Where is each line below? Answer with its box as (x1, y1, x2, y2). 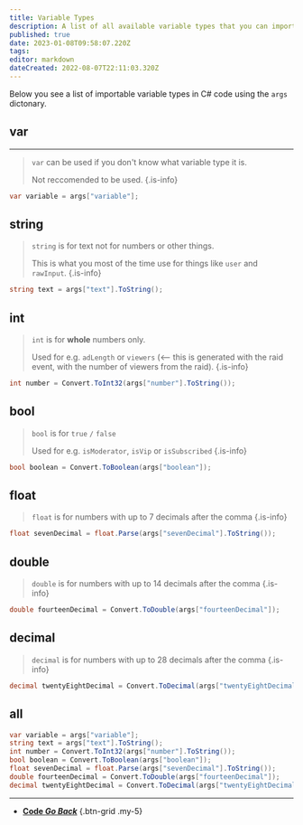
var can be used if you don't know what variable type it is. (31, 156, 248, 167)
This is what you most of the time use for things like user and (31, 258, 259, 269)
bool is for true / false (31, 427, 116, 438)
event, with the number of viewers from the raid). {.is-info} (31, 361, 250, 372)
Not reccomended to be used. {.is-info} (31, 173, 179, 185)
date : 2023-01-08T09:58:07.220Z (9, 38, 131, 48)
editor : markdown (9, 55, 75, 64)
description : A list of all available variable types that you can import (9, 22, 297, 31)
